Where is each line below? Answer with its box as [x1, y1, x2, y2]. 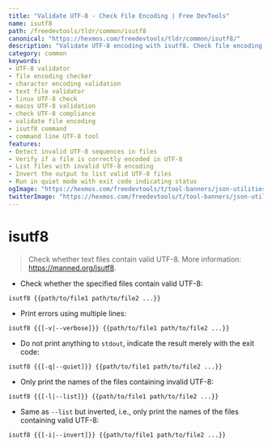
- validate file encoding [8, 117, 96, 126]
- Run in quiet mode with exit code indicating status [8, 177, 198, 186]
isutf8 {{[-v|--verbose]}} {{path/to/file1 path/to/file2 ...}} [8, 324, 230, 332]
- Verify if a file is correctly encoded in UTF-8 [8, 155, 183, 163]
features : [8, 139, 42, 148]
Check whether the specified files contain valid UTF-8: [19, 279, 203, 288]
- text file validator [8, 87, 85, 96]
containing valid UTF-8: [19, 415, 100, 425]
